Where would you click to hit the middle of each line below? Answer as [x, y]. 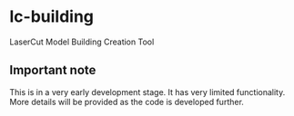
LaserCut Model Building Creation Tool [82, 42]
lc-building [51, 17]
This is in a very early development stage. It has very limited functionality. [147, 92]
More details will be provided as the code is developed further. [127, 101]
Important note [53, 70]
